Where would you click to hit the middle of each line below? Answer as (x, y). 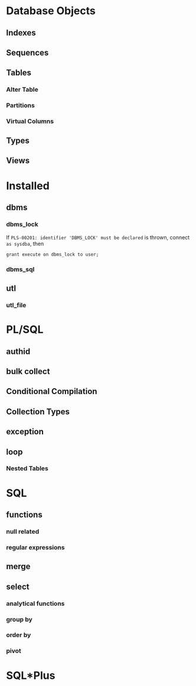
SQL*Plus (31, 675)
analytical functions (35, 603)
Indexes (21, 33)
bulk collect (28, 371)
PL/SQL (25, 330)
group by (19, 619)
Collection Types (38, 412)
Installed (28, 186)
